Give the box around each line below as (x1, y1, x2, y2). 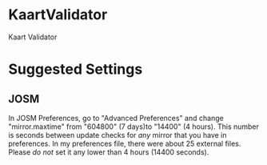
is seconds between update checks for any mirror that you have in (8, 130, 227, 139)
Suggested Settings (8, 60, 143, 78)
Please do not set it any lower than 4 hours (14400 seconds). (8, 147, 209, 157)
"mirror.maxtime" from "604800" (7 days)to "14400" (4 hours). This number (8, 122, 260, 131)
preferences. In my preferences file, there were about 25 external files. (8, 139, 241, 148)
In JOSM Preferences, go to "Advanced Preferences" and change (8, 113, 224, 123)
